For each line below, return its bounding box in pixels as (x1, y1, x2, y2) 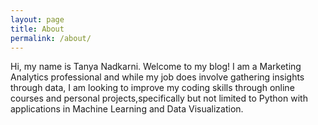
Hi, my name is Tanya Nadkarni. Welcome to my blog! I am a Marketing (10, 61, 302, 73)
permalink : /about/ (10, 33, 92, 43)
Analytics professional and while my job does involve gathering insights (10, 71, 305, 83)
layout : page (10, 14, 65, 25)
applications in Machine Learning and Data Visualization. (10, 103, 244, 115)
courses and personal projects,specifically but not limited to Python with (10, 92, 308, 105)
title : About (10, 24, 65, 34)
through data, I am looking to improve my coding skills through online (10, 82, 295, 94)
